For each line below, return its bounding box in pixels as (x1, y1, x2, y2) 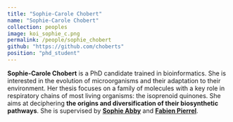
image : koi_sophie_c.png (7, 30, 80, 37)
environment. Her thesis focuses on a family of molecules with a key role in (7, 84, 225, 92)
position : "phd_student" (7, 50, 80, 57)
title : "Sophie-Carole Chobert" (7, 10, 102, 18)
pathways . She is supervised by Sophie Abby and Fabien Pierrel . (7, 106, 199, 115)
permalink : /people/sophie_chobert (7, 37, 112, 44)
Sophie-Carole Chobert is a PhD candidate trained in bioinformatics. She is (7, 68, 227, 78)
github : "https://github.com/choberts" (7, 43, 125, 50)
